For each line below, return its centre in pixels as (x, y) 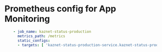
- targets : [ (30, 45)
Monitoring (27, 19)
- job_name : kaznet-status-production (52, 31)
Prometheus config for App (60, 9)
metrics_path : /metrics (41, 36)
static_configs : (34, 41)
